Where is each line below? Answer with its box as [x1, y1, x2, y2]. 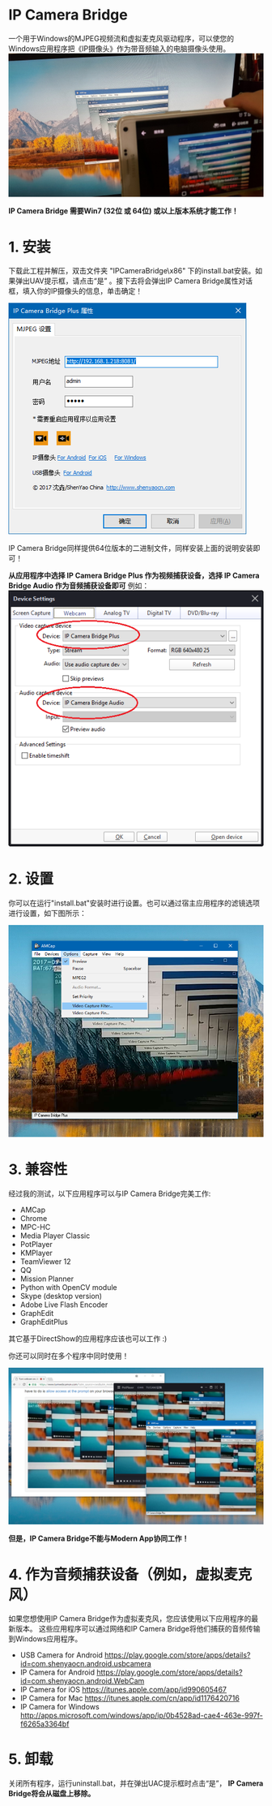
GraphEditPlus [19, 1317, 69, 1327]
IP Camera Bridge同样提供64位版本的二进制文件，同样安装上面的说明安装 [8, 544, 253, 553]
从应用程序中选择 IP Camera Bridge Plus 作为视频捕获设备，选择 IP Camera [8, 570, 260, 581]
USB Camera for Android [19, 1650, 104, 1660]
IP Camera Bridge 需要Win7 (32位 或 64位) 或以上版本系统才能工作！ [8, 206, 239, 216]
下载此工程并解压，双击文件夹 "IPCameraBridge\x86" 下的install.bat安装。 [8, 266, 256, 276]
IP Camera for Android [19, 1667, 96, 1677]
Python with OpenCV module [19, 1282, 117, 1292]
